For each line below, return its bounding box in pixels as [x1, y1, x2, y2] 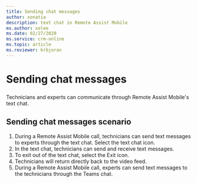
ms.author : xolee [6, 25, 49, 31]
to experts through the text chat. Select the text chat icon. [14, 139, 155, 146]
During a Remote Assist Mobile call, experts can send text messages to [14, 164, 188, 171]
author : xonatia [6, 14, 46, 20]
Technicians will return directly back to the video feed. [14, 158, 147, 165]
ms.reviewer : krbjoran [6, 47, 62, 53]
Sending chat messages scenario [6, 117, 132, 127]
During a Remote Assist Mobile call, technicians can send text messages [14, 132, 191, 139]
